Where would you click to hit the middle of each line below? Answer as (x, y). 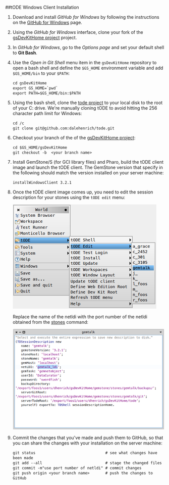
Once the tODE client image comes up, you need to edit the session (83, 192)
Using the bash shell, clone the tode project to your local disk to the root (88, 103)
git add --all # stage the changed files (87, 463)
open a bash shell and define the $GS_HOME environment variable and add (88, 68)
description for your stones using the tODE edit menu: (69, 197)
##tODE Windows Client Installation (42, 7)
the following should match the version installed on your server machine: (88, 173)
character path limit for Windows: (47, 113)
